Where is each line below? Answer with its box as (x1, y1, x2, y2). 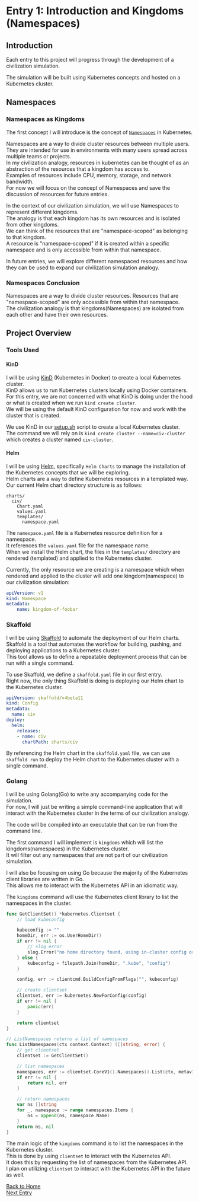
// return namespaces (17, 1096, 70, 1102)
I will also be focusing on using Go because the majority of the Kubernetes (6, 869, 188, 876)
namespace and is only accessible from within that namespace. (6, 246, 162, 253)
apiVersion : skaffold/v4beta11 (6, 695, 84, 701)
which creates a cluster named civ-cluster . (6, 436, 114, 443)
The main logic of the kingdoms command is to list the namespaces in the (6, 1140, 184, 1147)
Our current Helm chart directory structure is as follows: (6, 482, 143, 489)
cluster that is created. (6, 412, 61, 419)
